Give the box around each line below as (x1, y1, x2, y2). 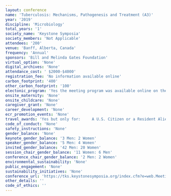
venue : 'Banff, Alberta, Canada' (5, 45, 76, 51)
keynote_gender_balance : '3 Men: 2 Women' (5, 136, 97, 141)
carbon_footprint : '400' (5, 79, 58, 84)
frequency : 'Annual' (5, 50, 49, 55)
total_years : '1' (5, 27, 42, 32)
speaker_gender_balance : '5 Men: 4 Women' (5, 140, 97, 145)
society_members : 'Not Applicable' (5, 36, 81, 41)
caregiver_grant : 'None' (5, 103, 58, 108)
